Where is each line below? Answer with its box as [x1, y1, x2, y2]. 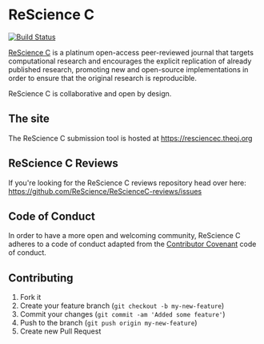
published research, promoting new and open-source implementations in [8, 64, 249, 74]
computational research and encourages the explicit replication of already [8, 56, 252, 66]
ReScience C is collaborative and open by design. [8, 88, 172, 98]
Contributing [8, 271, 74, 285]
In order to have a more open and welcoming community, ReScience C [8, 231, 241, 241]
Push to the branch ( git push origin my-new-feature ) [19, 318, 198, 328]
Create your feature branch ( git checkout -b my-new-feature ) [19, 301, 225, 310]
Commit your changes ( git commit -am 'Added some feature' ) [19, 310, 226, 319]
